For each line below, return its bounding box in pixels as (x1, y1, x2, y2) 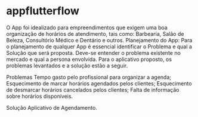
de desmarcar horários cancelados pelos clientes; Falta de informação (6, 86, 180, 93)
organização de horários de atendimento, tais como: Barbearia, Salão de (6, 30, 184, 37)
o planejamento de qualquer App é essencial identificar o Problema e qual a (6, 43, 193, 50)
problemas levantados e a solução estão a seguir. (6, 61, 128, 69)
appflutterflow (6, 4, 79, 18)
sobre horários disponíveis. (6, 93, 73, 100)
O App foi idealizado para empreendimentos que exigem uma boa (6, 24, 168, 31)
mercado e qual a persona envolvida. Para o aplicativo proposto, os (6, 56, 172, 63)
